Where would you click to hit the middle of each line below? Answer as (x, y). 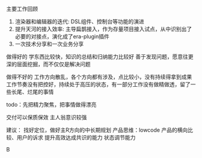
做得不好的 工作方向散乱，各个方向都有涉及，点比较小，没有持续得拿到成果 (99, 77)
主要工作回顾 (22, 9)
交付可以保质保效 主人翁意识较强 (47, 117)
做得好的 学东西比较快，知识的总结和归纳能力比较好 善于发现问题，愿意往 (97, 57)
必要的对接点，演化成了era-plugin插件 (62, 37)
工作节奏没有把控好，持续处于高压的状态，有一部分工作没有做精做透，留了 (98, 84)
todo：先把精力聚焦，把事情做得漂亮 (51, 104)
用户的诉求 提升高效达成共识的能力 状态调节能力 (76, 137)
